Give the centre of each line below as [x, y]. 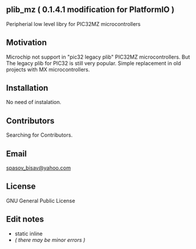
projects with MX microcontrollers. [48, 69]
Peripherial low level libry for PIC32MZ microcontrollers [73, 24]
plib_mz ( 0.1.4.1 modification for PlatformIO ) [90, 10]
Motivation [27, 43]
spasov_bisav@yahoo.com [38, 168]
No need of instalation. [34, 102]
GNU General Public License [41, 201]
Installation [27, 88]
